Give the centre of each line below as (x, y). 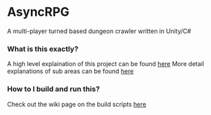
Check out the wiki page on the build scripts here (77, 104)
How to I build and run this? (54, 89)
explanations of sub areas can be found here (70, 71)
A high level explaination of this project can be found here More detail (105, 64)
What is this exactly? (43, 49)
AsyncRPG (38, 12)
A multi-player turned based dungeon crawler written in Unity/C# (99, 31)
